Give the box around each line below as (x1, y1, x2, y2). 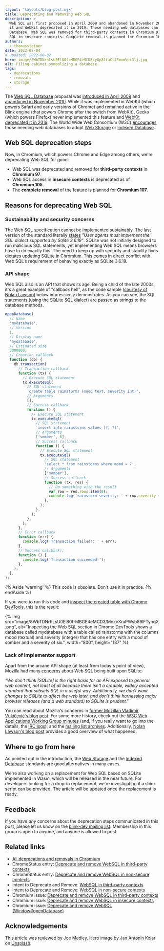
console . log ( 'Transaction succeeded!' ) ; (22, 557, 106, 562)
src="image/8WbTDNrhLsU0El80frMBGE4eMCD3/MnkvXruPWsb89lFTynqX (5, 619, 159, 625)
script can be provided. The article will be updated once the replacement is (5, 786, 156, 792)
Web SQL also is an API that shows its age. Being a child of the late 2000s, (5, 282, 155, 288)
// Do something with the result (48, 485, 117, 489)
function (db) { (9, 357, 42, 362)
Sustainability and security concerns (5, 216, 95, 222)
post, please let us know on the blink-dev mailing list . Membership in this (5, 823, 151, 829)
